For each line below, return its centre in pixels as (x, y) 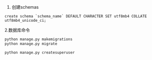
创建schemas (25, 7)
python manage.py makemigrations (39, 39)
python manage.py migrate (31, 44)
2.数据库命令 (17, 30)
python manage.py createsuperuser (40, 52)
